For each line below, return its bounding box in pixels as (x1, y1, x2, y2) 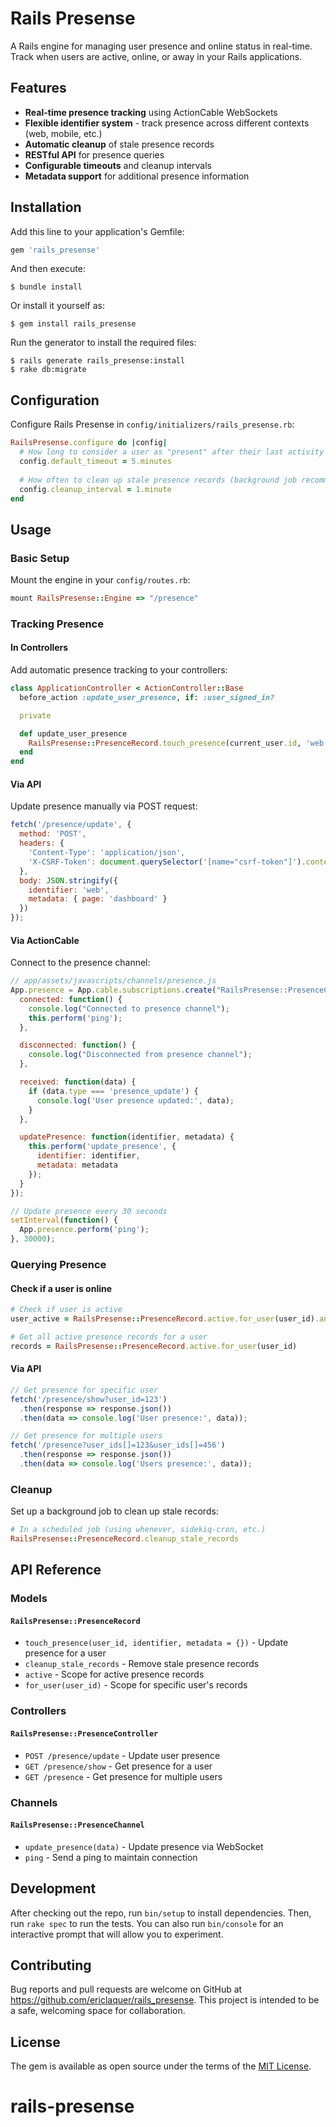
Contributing (10, 1957, 92, 1974)
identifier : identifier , (36, 1151, 141, 1161)
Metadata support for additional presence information (24, 170, 250, 182)
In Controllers (10, 642, 69, 654)
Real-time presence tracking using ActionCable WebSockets (24, 106, 278, 118)
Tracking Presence (10, 617, 104, 631)
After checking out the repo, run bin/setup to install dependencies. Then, (10, 1907, 312, 1919)
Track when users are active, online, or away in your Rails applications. (10, 50, 303, 62)
